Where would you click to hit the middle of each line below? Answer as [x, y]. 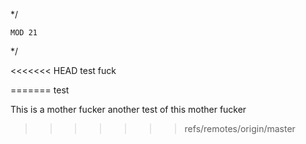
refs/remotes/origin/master [240, 128]
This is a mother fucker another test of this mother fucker [128, 109]
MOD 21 [24, 33]
